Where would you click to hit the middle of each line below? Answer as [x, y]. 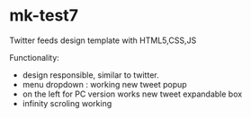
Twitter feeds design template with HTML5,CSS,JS [103, 40]
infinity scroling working [67, 103]
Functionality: [35, 57]
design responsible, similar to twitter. [90, 75]
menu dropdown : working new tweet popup [104, 84]
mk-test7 [44, 16]
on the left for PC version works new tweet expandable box [132, 94]
